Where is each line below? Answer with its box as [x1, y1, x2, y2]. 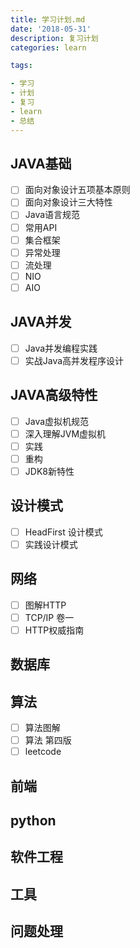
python [10, 812, 57, 830]
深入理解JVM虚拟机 [24, 427, 107, 440]
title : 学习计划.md [10, 14, 86, 25]
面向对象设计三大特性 [24, 196, 113, 208]
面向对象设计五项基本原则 [24, 184, 131, 196]
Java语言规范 [24, 209, 81, 221]
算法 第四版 [24, 734, 72, 746]
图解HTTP [24, 599, 67, 611]
